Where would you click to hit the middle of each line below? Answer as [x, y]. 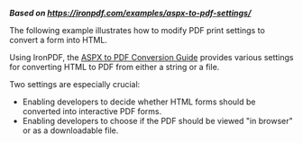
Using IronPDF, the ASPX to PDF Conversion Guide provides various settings [152, 57]
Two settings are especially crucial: [75, 84]
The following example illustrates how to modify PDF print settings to [138, 30]
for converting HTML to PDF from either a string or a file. [115, 67]
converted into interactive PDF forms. [92, 111]
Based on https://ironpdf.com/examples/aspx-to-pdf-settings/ [130, 13]
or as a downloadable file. [70, 130]
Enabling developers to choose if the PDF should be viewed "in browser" [157, 121]
